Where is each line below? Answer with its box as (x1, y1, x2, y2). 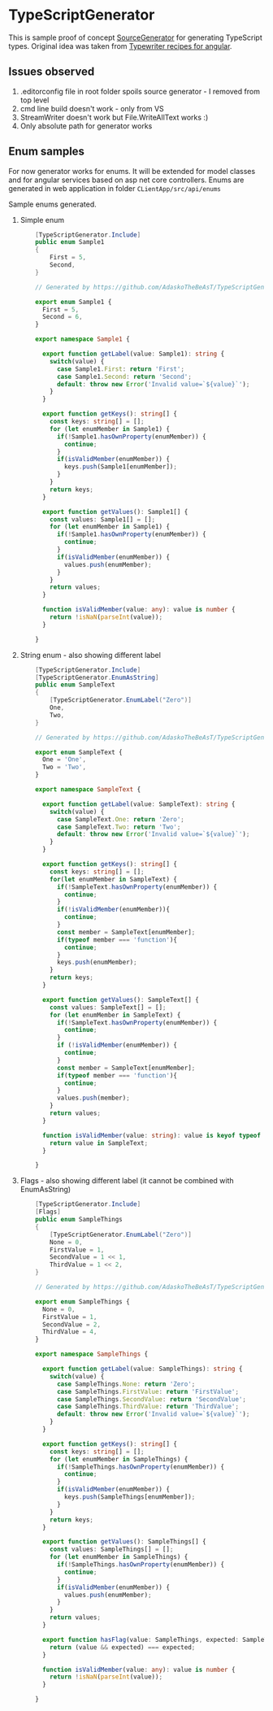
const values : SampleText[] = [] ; (50, 1003, 167, 1012)
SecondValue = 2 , (41, 1320, 102, 1329)
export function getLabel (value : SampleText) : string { (41, 799, 236, 808)
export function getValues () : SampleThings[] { (41, 1538, 206, 1546)
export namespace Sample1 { (35, 335, 130, 343)
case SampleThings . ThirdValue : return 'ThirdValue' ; (56, 1403, 240, 1411)
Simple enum (19, 215, 65, 224)
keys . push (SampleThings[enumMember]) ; (63, 1493, 196, 1501)
